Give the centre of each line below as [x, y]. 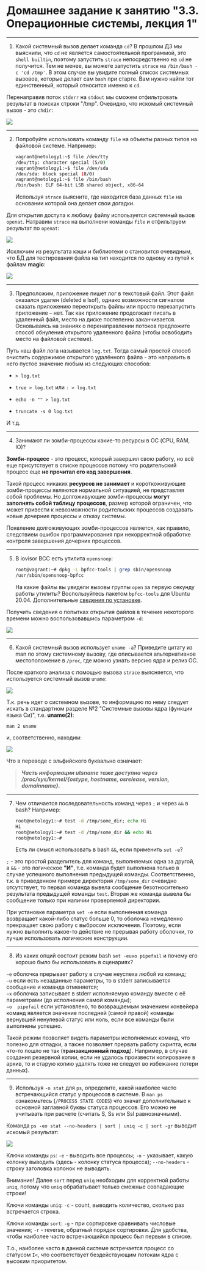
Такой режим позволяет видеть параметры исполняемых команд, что [98, 1038]
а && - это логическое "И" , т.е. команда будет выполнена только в [93, 868]
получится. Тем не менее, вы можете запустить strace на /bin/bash [104, 65]
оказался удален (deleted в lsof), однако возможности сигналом [99, 300]
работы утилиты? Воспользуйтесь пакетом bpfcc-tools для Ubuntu [103, 593]
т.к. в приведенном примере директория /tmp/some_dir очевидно [92, 881]
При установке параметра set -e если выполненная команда [87, 912]
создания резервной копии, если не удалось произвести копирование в [101, 1057]
